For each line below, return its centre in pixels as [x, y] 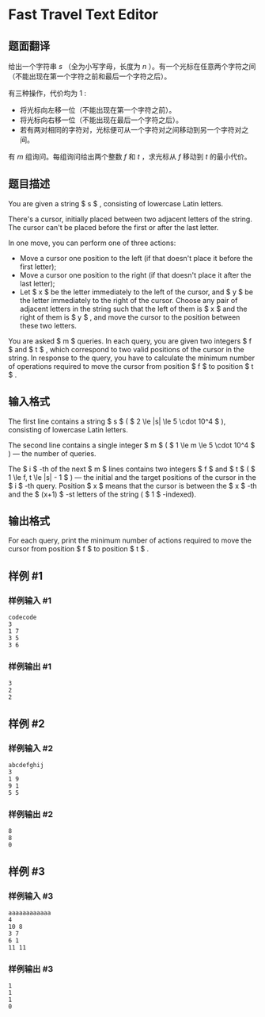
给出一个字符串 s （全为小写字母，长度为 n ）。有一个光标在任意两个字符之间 [132, 66]
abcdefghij [26, 766]
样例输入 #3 [31, 896]
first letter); [38, 267]
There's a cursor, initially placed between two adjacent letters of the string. [131, 219]
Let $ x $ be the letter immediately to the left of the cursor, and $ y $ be [136, 292]
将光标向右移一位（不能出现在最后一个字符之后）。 [101, 120]
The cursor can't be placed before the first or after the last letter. [114, 227]
